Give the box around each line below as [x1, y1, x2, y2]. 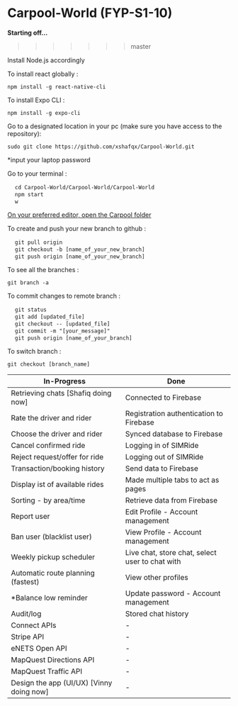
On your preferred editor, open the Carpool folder [7, 211, 152, 219]
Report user [11, 511, 50, 521]
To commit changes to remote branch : [7, 291, 120, 300]
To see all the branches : [7, 265, 79, 274]
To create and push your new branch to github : [7, 224, 147, 232]
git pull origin [14, 239, 63, 246]
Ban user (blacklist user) [11, 532, 92, 542]
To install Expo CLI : [7, 96, 65, 104]
